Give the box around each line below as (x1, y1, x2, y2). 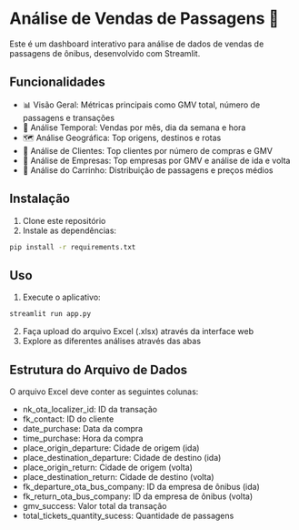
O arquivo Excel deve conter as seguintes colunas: (9, 386, 199, 397)
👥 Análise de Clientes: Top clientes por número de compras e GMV (22, 145, 273, 156)
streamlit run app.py (9, 310, 92, 319)
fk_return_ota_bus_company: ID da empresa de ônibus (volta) (22, 491, 254, 502)
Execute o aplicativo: (22, 291, 102, 303)
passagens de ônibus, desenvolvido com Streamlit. (9, 47, 201, 58)
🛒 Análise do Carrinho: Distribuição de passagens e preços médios (22, 164, 274, 176)
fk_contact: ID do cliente (22, 413, 115, 424)
